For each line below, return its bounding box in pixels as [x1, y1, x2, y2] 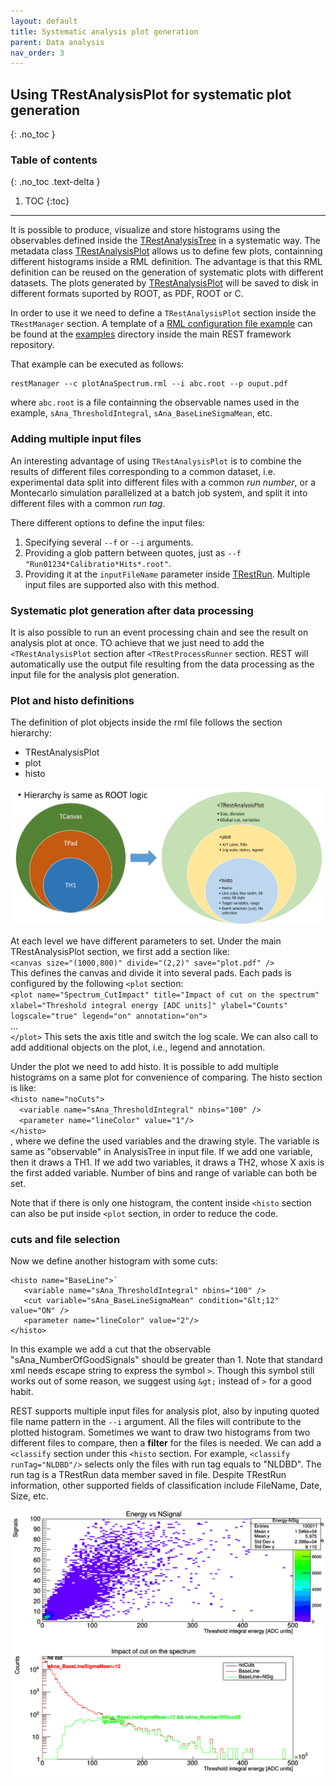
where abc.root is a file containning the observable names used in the [10, 396, 300, 409]
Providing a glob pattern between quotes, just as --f [24, 546, 242, 559]
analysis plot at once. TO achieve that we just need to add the [10, 636, 265, 649]
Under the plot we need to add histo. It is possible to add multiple [10, 1060, 279, 1072]
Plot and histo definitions [10, 693, 135, 707]
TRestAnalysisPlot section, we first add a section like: [10, 945, 230, 957]
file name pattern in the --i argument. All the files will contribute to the [10, 1416, 302, 1428]
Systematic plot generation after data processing [10, 603, 254, 617]
